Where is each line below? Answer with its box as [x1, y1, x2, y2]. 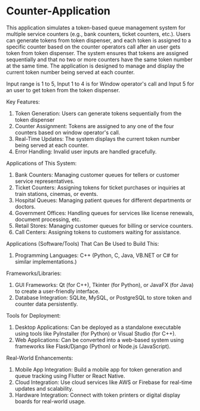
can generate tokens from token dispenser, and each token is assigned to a [6, 37, 192, 44]
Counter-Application [6, 4, 110, 18]
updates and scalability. [14, 385, 73, 392]
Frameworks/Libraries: [6, 270, 61, 277]
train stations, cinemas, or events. [14, 190, 99, 197]
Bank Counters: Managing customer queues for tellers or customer [14, 171, 180, 178]
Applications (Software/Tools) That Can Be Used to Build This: [6, 240, 159, 247]
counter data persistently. [14, 300, 78, 307]
